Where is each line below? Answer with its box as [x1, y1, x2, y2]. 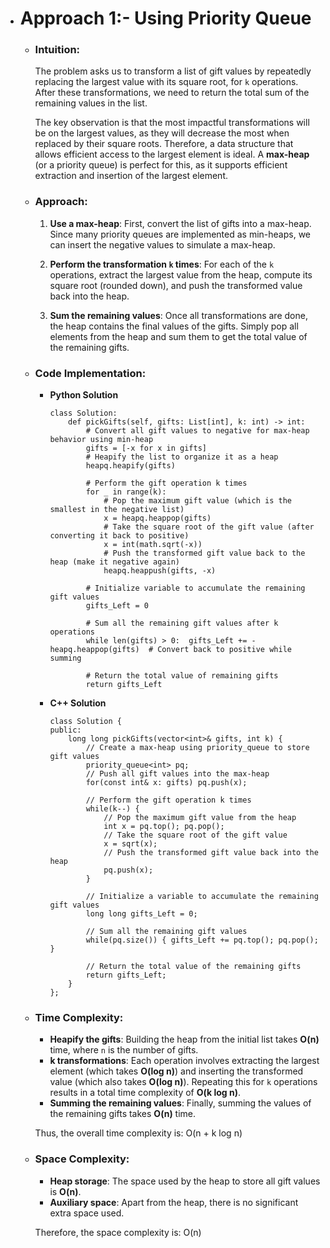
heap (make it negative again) [49, 557, 180, 567]
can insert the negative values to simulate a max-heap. [49, 238, 276, 251]
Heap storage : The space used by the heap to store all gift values [49, 1175, 321, 1187]
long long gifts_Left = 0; [85, 909, 198, 919]
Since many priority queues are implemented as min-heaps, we [49, 228, 312, 240]
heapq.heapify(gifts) [85, 461, 176, 471]
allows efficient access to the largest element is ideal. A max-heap [34, 148, 310, 161]
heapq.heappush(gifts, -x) [103, 566, 217, 576]
